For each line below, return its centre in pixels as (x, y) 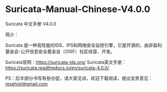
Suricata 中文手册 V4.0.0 (31, 24)
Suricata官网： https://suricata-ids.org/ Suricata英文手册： (66, 62)
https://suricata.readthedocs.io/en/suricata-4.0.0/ (57, 68)
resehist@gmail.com (27, 83)
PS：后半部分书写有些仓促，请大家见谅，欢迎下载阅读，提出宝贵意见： (79, 78)
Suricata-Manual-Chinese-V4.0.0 (78, 9)
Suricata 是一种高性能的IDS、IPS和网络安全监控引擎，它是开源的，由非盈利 (84, 45)
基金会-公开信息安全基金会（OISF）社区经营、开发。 (60, 51)
